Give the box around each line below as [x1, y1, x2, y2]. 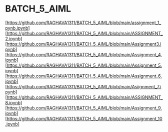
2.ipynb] [5, 36, 22, 42]
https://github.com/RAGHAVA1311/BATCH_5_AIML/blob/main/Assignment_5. [6, 62, 162, 68]
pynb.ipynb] [5, 25, 30, 31]
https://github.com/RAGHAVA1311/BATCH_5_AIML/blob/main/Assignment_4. [6, 51, 162, 58]
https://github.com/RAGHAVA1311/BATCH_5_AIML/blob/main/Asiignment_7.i [6, 83, 161, 89]
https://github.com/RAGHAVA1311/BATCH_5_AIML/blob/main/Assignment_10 [6, 115, 162, 121]
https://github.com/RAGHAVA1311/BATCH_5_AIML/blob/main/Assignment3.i [6, 41, 161, 47]
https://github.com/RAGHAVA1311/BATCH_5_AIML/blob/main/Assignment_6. [6, 73, 162, 79]
